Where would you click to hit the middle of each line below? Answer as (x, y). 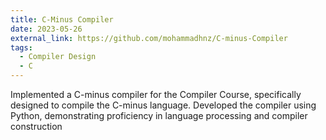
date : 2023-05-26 (46, 29)
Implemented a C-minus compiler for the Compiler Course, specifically (156, 94)
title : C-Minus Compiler (62, 19)
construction (36, 126)
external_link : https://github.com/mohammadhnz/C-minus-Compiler (149, 38)
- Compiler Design (58, 57)
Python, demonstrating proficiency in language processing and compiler (159, 115)
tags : (21, 47)
